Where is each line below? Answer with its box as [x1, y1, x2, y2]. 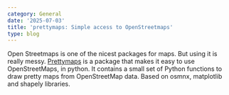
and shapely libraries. [7, 79, 71, 89]
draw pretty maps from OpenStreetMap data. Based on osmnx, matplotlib [7, 72, 223, 81]
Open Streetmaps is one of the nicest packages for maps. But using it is [7, 50, 218, 58]
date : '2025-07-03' [7, 17, 65, 24]
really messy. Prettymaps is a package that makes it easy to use [7, 57, 196, 66]
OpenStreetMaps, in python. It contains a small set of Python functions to [7, 65, 223, 73]
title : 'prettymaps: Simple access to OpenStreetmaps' [7, 23, 174, 30]
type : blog [7, 30, 40, 38]
